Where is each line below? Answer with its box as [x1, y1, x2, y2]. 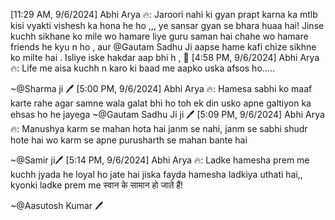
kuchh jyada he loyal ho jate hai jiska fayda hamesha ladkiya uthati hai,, [10, 169, 303, 180]
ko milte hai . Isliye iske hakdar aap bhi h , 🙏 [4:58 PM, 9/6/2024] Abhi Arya [10, 52, 320, 63]
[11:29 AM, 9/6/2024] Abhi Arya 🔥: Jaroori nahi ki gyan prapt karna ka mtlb [10, 9, 318, 20]
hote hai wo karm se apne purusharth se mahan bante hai [10, 134, 248, 146]
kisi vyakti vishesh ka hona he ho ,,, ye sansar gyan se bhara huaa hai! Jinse [10, 20, 325, 31]
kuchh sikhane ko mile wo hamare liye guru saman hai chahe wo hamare [10, 30, 309, 42]
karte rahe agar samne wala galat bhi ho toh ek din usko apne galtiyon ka [10, 97, 312, 109]
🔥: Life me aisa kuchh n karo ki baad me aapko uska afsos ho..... [10, 62, 275, 74]
